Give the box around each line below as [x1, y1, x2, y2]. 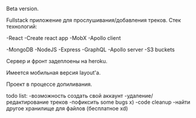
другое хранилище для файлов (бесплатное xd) [6, 105, 128, 112]
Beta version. [6, 5, 39, 12]
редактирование [6, 98, 49, 105]
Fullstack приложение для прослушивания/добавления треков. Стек [6, 17, 182, 23]
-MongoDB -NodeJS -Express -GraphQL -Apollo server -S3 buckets [6, 46, 175, 53]
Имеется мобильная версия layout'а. [6, 69, 101, 76]
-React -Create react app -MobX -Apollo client [6, 35, 121, 41]
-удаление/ [124, 92, 153, 99]
